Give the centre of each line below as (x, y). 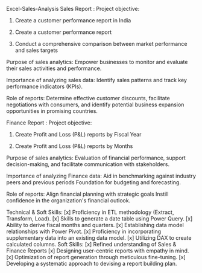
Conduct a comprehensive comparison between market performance (101, 44)
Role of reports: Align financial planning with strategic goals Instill (87, 194)
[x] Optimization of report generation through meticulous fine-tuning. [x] (96, 257)
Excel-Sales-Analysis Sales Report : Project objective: (73, 9)
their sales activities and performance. (54, 68)
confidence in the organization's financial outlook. (68, 201)
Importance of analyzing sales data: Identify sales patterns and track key (96, 80)
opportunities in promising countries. (52, 111)
